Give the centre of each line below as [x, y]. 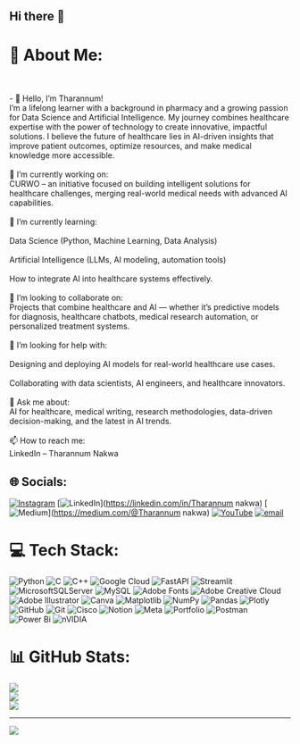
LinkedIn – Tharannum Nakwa [64, 454]
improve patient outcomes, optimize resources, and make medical [130, 146]
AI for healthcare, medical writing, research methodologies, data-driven [141, 412]
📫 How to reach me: [47, 441]
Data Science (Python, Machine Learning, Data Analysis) [113, 241]
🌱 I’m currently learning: [54, 222]
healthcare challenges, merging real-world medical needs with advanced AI [149, 194]
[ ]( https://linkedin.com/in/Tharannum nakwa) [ [162, 503]
